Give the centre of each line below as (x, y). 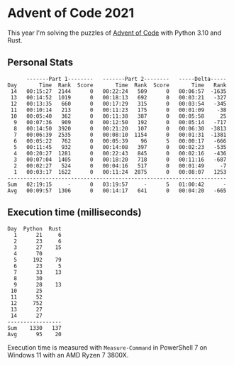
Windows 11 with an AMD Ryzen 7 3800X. (68, 355)
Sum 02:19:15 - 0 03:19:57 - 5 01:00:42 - (117, 184)
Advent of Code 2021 (71, 13)
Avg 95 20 (34, 334)
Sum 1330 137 (34, 328)
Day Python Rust (34, 228)
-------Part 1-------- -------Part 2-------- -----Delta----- (126, 79)
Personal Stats (40, 63)
